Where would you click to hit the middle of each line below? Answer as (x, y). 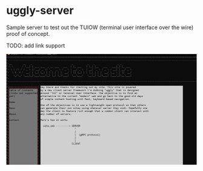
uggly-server (40, 11)
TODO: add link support (36, 45)
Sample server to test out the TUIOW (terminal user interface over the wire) (100, 27)
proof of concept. (28, 33)
